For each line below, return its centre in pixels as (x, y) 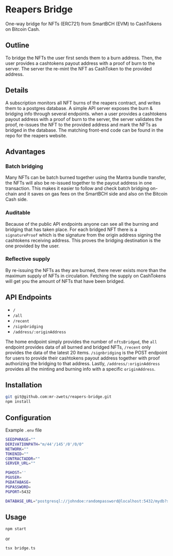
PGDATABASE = (18, 482)
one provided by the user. (33, 246)
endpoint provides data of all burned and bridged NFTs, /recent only (78, 347)
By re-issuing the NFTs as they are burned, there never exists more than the (86, 270)
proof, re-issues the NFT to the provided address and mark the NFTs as (81, 124)
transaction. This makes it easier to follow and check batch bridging (77, 188)
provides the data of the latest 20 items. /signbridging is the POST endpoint (86, 352)
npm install (18, 402)
